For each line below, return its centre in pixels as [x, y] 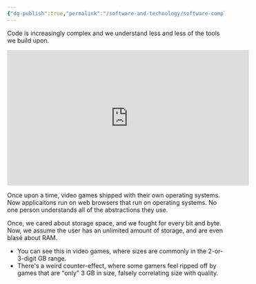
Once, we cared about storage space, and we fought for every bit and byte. [115, 223]
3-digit [27, 258]
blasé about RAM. [32, 237]
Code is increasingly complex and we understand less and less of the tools [114, 33]
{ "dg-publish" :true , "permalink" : [55, 13]
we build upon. [28, 40]
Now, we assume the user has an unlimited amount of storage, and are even [115, 230]
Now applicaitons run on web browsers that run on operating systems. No [112, 202]
